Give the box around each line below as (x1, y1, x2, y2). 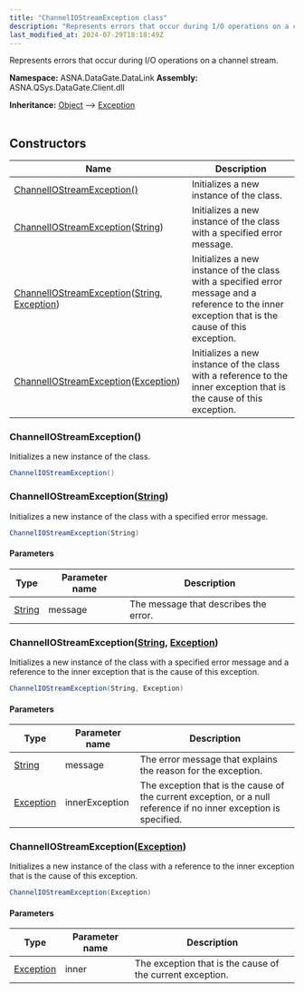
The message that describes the (129, 598, 267, 610)
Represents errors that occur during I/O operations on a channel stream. (9, 55, 279, 66)
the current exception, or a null (139, 791, 271, 803)
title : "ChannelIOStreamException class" (9, 13, 168, 23)
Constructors (9, 135, 87, 151)
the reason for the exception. (139, 764, 263, 777)
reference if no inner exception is (139, 802, 280, 814)
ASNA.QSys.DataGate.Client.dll (9, 83, 125, 93)
